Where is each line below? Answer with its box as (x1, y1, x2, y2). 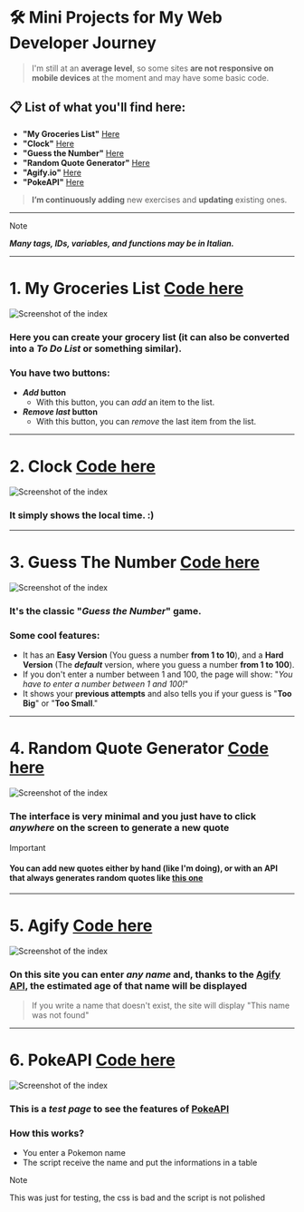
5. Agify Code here (9, 915, 153, 935)
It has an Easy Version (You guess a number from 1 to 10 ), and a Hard (22, 650, 284, 660)
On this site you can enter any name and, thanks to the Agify (9, 968, 281, 981)
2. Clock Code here (9, 456, 156, 477)
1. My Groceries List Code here (9, 278, 244, 298)
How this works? (9, 1127, 84, 1139)
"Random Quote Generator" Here (22, 157, 151, 168)
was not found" (31, 1009, 90, 1021)
